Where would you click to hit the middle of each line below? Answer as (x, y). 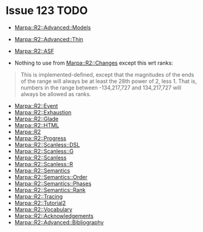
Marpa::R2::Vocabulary (43, 209)
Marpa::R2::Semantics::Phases (53, 183)
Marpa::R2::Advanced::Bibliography (59, 222)
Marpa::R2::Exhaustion (43, 112)
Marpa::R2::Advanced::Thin (49, 39)
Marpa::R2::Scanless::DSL (47, 144)
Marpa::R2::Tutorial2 (40, 203)
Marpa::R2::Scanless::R (44, 164)
